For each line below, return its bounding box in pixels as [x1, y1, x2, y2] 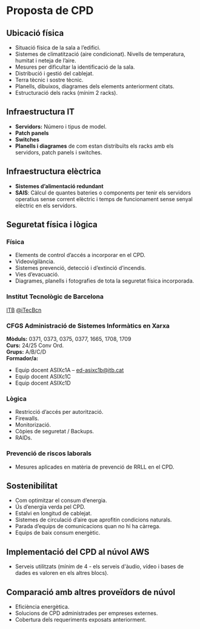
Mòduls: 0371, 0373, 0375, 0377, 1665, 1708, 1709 [6, 335, 132, 342]
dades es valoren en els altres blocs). [15, 569, 109, 577]
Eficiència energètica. [15, 603, 70, 610]
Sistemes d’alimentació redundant [15, 182, 104, 190]
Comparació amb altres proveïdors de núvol [6, 587, 176, 597]
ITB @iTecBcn [6, 306, 42, 314]
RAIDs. [15, 434, 32, 441]
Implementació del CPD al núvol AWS [6, 546, 150, 557]
